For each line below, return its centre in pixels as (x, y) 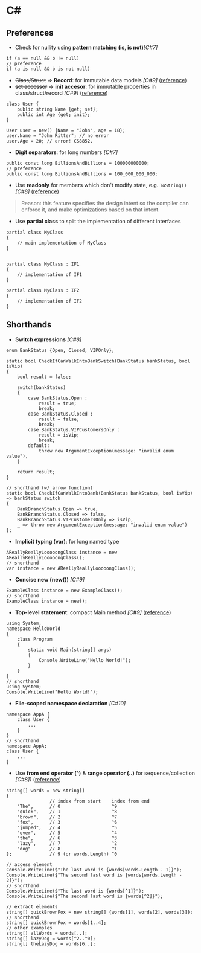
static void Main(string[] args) (70, 650)
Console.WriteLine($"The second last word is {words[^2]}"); (85, 896)
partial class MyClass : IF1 (43, 264)
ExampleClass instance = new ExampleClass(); (64, 590)
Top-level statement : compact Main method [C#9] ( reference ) (93, 612)
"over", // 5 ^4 (67, 833)
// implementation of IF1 (50, 275)
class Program (35, 639)
